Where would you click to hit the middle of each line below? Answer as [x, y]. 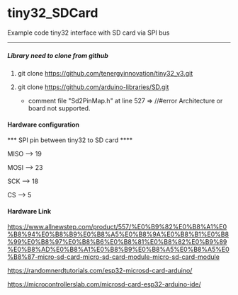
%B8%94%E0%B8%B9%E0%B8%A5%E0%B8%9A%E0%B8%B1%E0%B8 [118, 234]
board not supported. [59, 108]
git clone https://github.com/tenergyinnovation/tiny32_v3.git [105, 73]
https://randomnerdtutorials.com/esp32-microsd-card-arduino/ [100, 271]
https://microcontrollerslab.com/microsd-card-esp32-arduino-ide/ [104, 284]
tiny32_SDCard [53, 13]
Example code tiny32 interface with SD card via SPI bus [89, 33]
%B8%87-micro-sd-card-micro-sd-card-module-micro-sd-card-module [113, 257]
